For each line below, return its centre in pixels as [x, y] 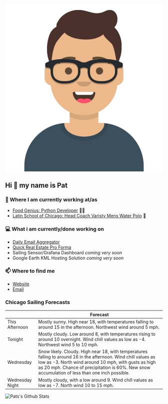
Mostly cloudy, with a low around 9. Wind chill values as [96, 380]
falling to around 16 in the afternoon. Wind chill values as [97, 357]
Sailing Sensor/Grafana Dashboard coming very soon [67, 252]
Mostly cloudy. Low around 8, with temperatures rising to [97, 334]
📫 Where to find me [30, 271]
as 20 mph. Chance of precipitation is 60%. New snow [94, 367]
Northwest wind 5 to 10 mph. [68, 345]
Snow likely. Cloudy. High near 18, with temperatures [93, 351]
